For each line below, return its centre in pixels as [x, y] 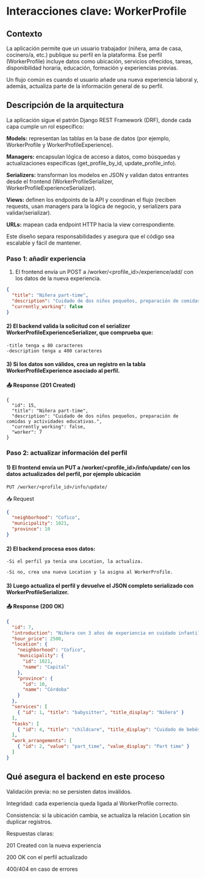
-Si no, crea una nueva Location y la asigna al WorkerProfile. [90, 572]
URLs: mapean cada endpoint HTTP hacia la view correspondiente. [91, 225]
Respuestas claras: [30, 833]
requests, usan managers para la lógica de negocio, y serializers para [94, 206]
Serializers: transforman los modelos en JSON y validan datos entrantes [98, 175]
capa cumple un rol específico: [45, 126]
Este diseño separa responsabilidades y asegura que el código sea [91, 236]
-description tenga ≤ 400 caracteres [54, 351]
